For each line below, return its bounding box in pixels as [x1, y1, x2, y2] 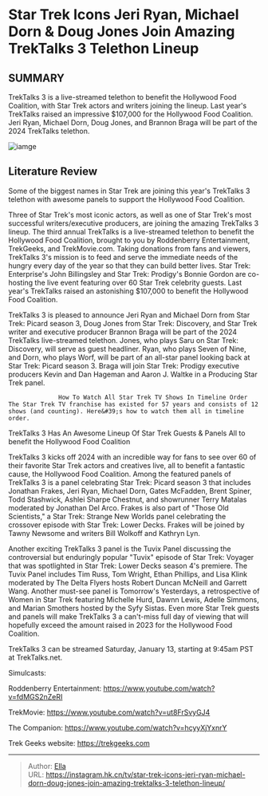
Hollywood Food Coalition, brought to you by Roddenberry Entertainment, [8, 235, 250, 245]
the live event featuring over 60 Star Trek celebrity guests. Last [34, 278, 242, 287]
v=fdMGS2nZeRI [8, 692, 63, 701]
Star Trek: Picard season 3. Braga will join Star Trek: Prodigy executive [8, 361, 240, 370]
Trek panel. [8, 377, 45, 388]
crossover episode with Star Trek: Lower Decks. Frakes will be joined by [8, 520, 245, 530]
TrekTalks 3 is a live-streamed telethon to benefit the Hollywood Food [8, 93, 237, 101]
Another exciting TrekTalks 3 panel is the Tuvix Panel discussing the [8, 544, 231, 554]
